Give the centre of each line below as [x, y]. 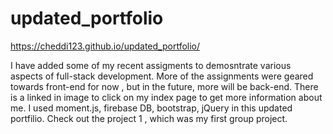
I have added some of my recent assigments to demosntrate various [151, 65]
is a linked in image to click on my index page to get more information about [166, 97]
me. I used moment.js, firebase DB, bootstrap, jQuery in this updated [151, 108]
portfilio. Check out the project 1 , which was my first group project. [149, 118]
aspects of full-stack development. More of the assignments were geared [162, 76]
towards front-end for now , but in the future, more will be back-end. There [164, 86]
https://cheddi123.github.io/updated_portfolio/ [105, 46]
